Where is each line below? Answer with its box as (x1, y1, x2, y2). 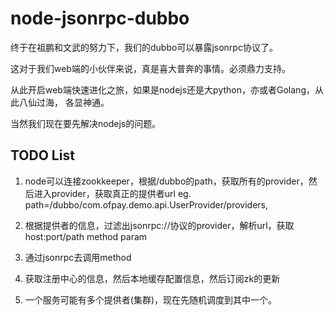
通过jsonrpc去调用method (24, 251, 132, 263)
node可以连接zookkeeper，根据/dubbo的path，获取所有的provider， (24, 175, 309, 187)
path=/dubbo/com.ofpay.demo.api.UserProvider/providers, (24, 198, 268, 211)
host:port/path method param (24, 230, 148, 242)
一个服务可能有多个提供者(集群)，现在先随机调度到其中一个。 (24, 293, 278, 306)
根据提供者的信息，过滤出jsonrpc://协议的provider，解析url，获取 (24, 219, 295, 231)
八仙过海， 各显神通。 (18, 96, 110, 108)
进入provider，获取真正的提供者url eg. (33, 187, 192, 199)
